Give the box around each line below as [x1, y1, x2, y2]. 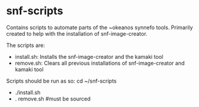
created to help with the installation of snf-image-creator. [6, 30, 148, 37]
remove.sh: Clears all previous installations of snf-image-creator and [14, 59, 185, 67]
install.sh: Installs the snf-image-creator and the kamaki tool [14, 53, 164, 60]
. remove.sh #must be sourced [14, 95, 91, 102]
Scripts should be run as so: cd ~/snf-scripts [6, 77, 117, 84]
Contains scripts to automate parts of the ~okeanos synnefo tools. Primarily [6, 24, 193, 31]
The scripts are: [6, 42, 46, 49]
